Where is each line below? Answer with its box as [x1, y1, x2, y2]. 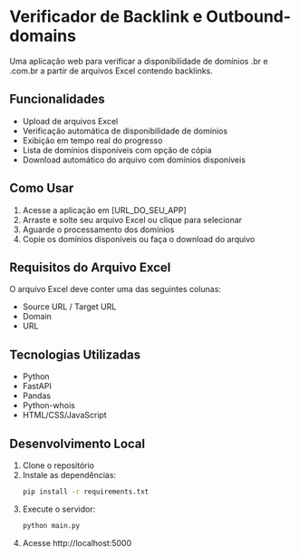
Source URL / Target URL [22, 301, 117, 312]
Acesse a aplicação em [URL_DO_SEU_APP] [22, 204, 188, 215]
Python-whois [22, 400, 75, 411]
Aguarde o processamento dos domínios [22, 224, 175, 235]
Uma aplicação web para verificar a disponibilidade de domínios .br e [9, 55, 269, 66]
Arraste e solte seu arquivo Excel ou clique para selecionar [22, 214, 243, 225]
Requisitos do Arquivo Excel [9, 259, 171, 275]
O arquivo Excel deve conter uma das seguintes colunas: [9, 284, 222, 295]
